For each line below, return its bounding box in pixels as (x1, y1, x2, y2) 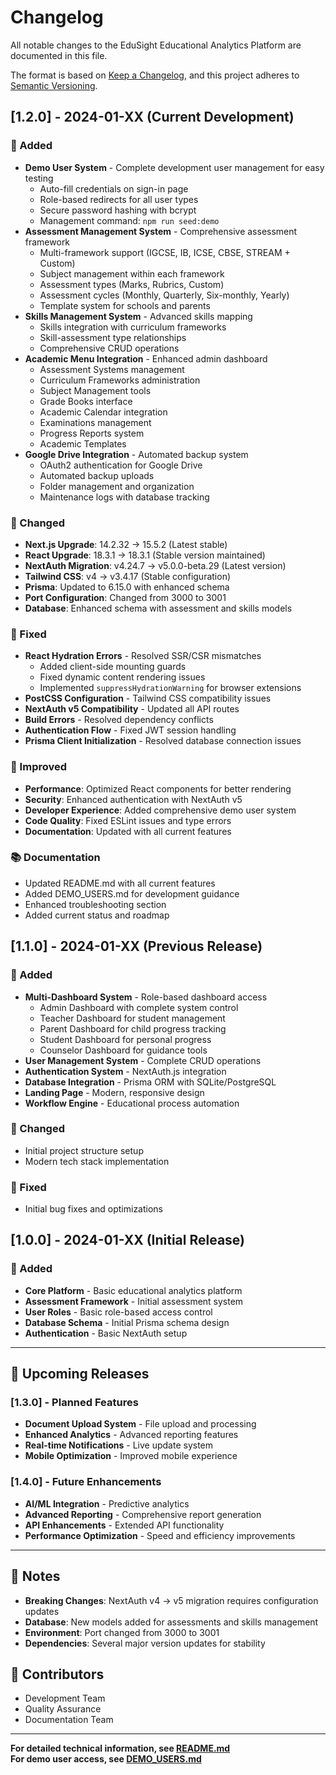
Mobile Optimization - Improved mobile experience (24, 1450, 238, 1462)
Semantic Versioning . (10, 79, 98, 91)
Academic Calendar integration (39, 406, 168, 418)
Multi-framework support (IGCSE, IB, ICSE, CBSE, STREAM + (39, 246, 291, 258)
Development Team (24, 1692, 106, 1705)
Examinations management (39, 416, 152, 428)
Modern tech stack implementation (24, 1155, 170, 1167)
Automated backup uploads (39, 469, 155, 481)
